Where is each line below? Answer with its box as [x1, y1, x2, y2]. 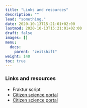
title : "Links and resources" [5, 7, 69, 12]
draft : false [5, 30, 33, 35]
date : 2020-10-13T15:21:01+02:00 [5, 21, 75, 26]
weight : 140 [5, 53, 30, 59]
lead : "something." [5, 16, 46, 21]
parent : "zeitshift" [14, 49, 57, 54]
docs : [10, 44, 22, 49]
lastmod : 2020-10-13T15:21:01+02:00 [5, 26, 82, 31]
